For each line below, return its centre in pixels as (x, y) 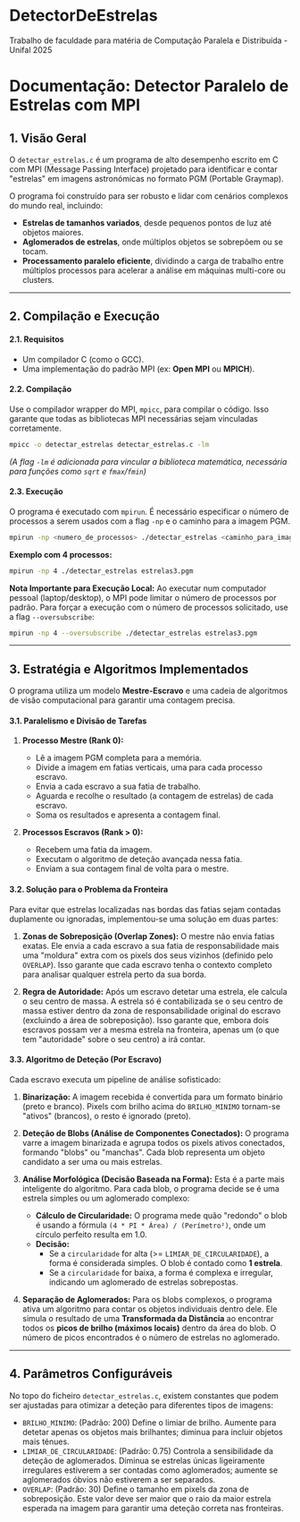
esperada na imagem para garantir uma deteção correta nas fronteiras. (153, 1508)
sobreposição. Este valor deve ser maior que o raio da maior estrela (146, 1498)
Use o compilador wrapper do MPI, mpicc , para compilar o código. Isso (139, 409)
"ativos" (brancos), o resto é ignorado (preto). (107, 1116)
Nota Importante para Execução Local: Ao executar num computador (138, 588)
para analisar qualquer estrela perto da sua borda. (114, 974)
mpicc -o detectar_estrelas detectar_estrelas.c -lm (109, 444)
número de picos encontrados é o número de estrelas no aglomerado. (151, 1337)
